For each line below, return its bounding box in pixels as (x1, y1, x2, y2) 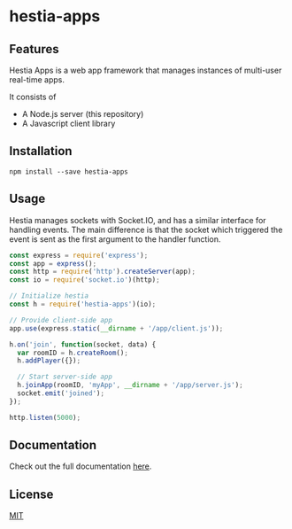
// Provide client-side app (9, 315, 113, 324)
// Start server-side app (17, 372, 113, 382)
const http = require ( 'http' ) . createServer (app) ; (9, 268, 196, 276)
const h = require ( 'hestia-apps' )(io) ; (9, 300, 157, 308)
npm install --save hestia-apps (9, 167, 128, 176)
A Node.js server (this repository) (21, 109, 144, 119)
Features (9, 42, 59, 57)
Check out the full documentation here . (9, 461, 152, 471)
